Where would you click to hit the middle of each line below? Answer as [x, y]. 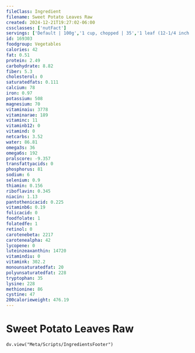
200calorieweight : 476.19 [37, 300]
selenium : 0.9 [23, 180]
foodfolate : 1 [23, 218]
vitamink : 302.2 [26, 262]
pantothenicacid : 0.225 [35, 202]
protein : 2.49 [23, 60]
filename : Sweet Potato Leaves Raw [49, 17]
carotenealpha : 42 [28, 240]
